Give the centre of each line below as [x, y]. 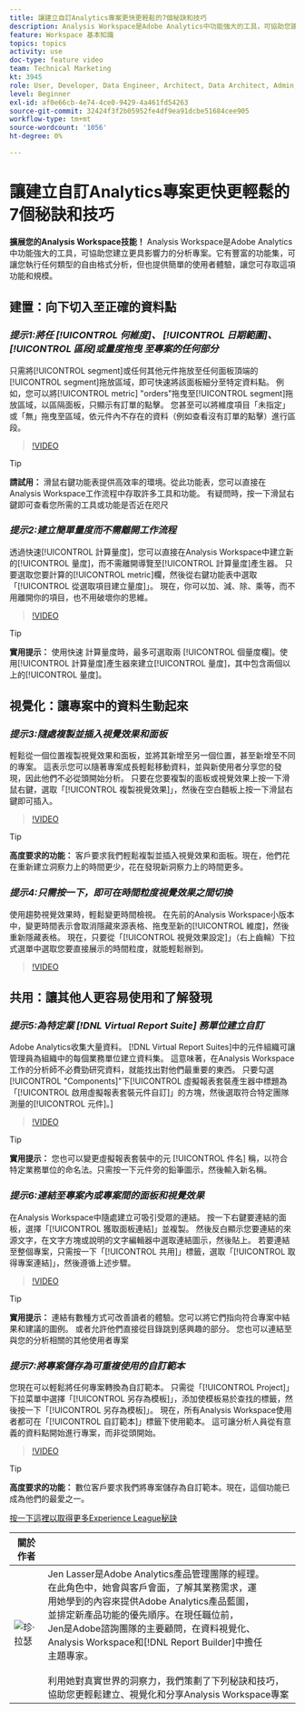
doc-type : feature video [56, 60]
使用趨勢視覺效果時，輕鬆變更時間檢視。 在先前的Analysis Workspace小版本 [152, 914]
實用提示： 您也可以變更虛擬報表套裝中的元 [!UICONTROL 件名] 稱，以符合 [149, 1158]
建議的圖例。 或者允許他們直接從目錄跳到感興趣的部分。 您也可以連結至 [158, 1328]
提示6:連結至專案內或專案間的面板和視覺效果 [107, 1196]
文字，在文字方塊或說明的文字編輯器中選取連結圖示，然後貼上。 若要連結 [153, 1240]
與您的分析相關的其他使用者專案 [69, 1340]
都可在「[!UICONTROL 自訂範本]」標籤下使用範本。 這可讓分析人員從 [146, 1422]
